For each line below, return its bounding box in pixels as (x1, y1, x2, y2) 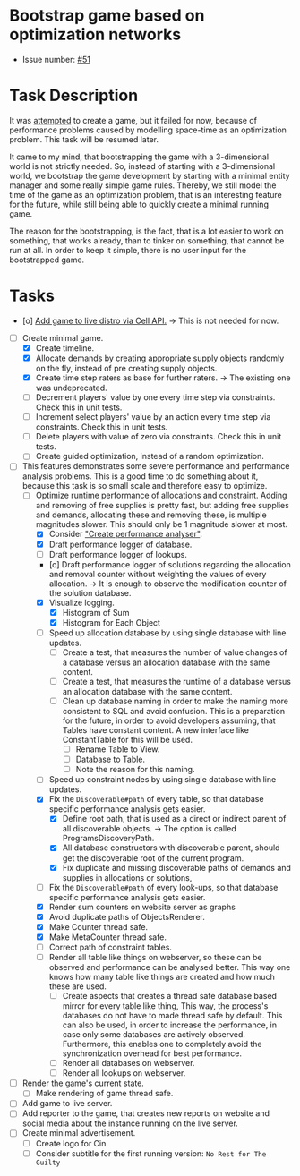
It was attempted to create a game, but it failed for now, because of (9, 115, 258, 125)
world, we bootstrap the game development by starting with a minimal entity (9, 170, 290, 181)
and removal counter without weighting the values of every (48, 568, 267, 579)
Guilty (35, 1158, 61, 1167)
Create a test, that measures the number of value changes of (62, 646, 288, 658)
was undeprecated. (35, 382, 107, 394)
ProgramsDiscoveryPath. (62, 833, 155, 844)
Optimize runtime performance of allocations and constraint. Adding (35, 490, 287, 501)
